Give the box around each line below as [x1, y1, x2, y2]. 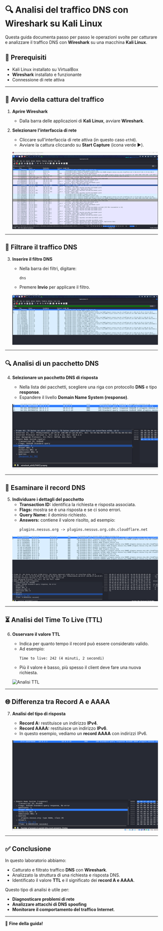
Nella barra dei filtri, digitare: [19, 266, 77, 271]
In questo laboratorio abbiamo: [5, 857, 66, 863]
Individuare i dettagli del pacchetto [12, 496, 84, 502]
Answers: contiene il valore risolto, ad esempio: [19, 517, 115, 523]
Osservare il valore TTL [12, 631, 61, 637]
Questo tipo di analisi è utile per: [5, 887, 69, 893]
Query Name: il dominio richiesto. [19, 512, 87, 518]
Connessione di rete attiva [12, 76, 65, 82]
